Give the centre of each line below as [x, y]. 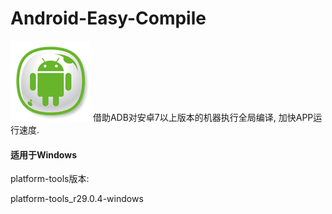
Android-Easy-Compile [108, 18]
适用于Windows [43, 154]
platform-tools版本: [50, 179]
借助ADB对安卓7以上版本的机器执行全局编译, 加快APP [203, 117]
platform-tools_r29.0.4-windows [77, 199]
